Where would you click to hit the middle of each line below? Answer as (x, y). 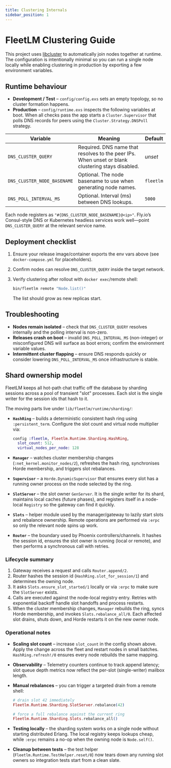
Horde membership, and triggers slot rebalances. (64, 469)
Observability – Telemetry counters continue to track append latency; (86, 664)
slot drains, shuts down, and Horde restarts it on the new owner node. (86, 619)
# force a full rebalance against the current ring (68, 714)
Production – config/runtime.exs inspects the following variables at (84, 110)
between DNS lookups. (106, 202)
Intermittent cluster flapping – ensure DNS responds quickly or (79, 354)
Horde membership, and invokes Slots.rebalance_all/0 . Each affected (87, 614)
